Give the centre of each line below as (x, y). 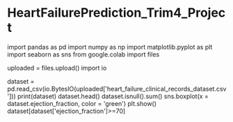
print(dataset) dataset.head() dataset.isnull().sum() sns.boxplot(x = (113, 96)
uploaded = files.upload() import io (57, 68)
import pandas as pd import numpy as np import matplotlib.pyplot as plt (110, 47)
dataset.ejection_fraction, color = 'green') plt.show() (82, 103)
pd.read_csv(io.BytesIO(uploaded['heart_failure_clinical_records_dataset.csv (117, 89)
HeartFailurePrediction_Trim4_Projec (116, 13)
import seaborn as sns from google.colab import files (83, 54)
